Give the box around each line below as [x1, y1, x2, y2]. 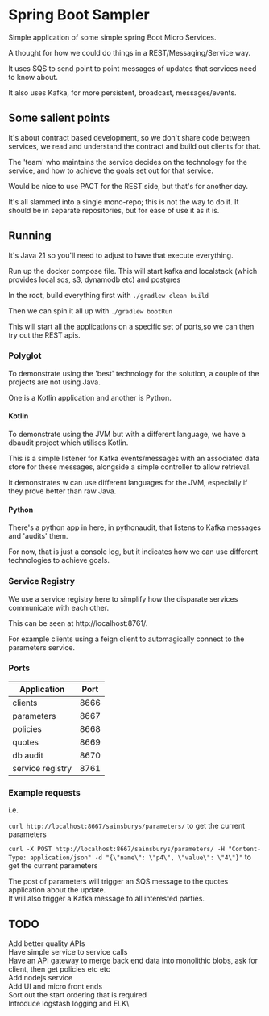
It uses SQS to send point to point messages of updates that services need [8, 63, 257, 73]
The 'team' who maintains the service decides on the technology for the [8, 157, 248, 166]
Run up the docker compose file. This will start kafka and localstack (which [8, 266, 258, 275]
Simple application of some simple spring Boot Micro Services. [8, 32, 217, 42]
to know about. [8, 72, 58, 82]
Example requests [8, 787, 81, 798]
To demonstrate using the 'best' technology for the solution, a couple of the [8, 368, 259, 378]
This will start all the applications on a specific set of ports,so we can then [8, 321, 255, 331]
